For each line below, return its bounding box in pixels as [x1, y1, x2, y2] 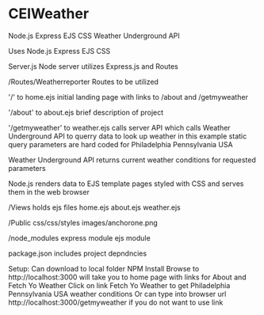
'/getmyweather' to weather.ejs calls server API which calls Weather [8, 123, 231, 132]
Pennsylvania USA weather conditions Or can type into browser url [8, 289, 227, 298]
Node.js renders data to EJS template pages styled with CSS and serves [8, 179, 244, 188]
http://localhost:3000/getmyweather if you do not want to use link [8, 298, 224, 307]
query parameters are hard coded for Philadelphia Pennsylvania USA [8, 139, 233, 149]
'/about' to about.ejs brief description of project [8, 108, 164, 117]
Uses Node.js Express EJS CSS [8, 46, 111, 55]
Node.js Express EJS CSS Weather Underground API [8, 31, 180, 40]
